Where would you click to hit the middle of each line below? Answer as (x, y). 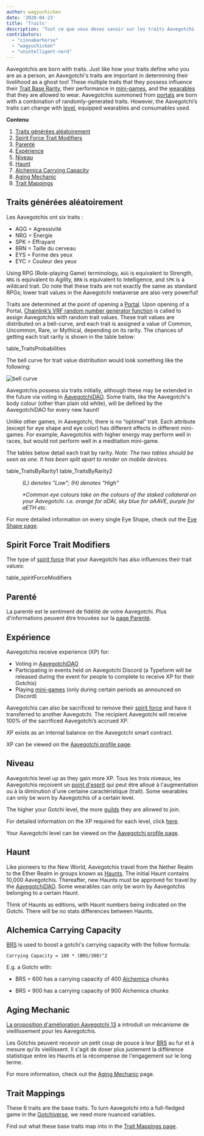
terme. (15, 1062)
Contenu (18, 119)
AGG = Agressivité (38, 228)
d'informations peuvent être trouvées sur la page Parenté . (79, 618)
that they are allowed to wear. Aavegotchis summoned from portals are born (102, 94)
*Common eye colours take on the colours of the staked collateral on (109, 495)
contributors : (24, 35)
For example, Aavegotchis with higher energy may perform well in (109, 434)
